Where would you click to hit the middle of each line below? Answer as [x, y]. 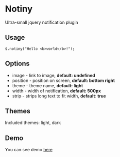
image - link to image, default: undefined [54, 75]
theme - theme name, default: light [48, 85]
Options [17, 64]
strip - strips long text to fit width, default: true [59, 96]
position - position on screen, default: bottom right [63, 80]
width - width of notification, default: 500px [56, 91]
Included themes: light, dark [33, 123]
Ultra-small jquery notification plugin [42, 22]
